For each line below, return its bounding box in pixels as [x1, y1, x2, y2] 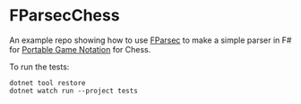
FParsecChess [9, 5, 120, 26]
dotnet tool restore [9, 78, 87, 87]
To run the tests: [9, 61, 70, 72]
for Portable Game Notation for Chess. [9, 44, 151, 54]
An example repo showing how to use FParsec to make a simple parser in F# [9, 35, 292, 45]
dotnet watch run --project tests [9, 86, 139, 95]
